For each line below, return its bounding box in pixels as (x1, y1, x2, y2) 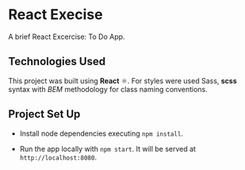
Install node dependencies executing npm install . (19, 129, 184, 138)
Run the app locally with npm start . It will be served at (19, 144, 197, 153)
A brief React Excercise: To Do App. (8, 32, 125, 41)
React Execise (8, 6, 103, 24)
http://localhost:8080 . (19, 153, 98, 162)
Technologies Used (8, 55, 105, 68)
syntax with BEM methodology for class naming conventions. (8, 84, 208, 94)
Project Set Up (8, 107, 81, 121)
